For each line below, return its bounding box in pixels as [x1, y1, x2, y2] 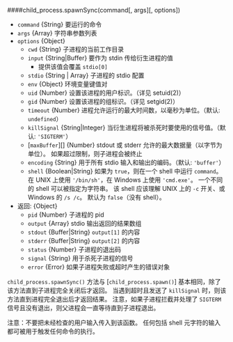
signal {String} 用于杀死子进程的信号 [27, 254, 134, 262]
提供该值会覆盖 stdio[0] [38, 63, 108, 70]
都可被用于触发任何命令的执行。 [7, 327, 99, 335]
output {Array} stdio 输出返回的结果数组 [27, 219, 142, 227]
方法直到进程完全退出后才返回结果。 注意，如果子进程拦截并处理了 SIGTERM [7, 295, 221, 303]
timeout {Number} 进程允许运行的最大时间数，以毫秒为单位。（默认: [27, 106, 220, 114]
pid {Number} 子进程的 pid [27, 210, 104, 219]
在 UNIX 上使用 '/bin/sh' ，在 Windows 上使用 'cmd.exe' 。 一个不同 [27, 176, 223, 184]
